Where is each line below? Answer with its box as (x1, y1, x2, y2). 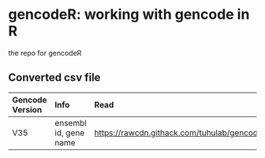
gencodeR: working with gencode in (8, 6, 250, 24)
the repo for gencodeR (8, 48, 82, 57)
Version (12, 104, 43, 115)
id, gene (54, 127, 85, 138)
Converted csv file (8, 71, 101, 84)
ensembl (54, 117, 87, 128)
